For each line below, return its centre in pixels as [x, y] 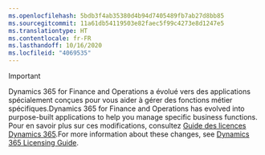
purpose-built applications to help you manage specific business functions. [133, 117]
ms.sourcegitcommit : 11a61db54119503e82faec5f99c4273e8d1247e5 [116, 23]
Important [24, 76]
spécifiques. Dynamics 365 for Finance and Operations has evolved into [126, 108]
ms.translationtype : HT [48, 31]
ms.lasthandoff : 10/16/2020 [55, 46]
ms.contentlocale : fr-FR [50, 38]
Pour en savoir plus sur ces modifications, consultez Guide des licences [127, 126]
